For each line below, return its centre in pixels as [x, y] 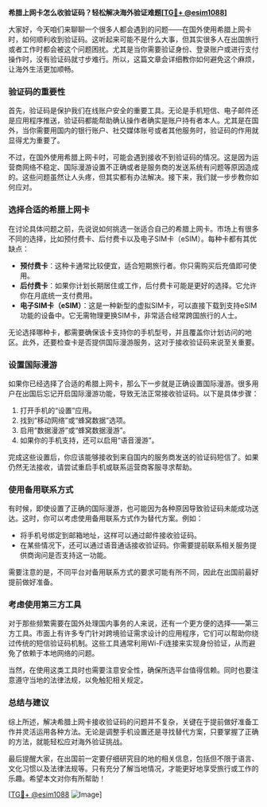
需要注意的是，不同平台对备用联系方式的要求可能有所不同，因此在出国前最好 [133, 572]
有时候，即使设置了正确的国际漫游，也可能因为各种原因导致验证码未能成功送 [133, 509]
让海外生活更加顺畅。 [43, 69]
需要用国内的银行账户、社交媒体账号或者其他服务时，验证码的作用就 [147, 131]
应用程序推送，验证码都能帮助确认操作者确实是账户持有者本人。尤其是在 [133, 121]
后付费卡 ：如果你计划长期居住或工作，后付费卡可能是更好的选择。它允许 [138, 285]
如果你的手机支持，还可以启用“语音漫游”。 [89, 440]
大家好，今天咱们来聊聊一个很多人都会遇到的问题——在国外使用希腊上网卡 [130, 29]
